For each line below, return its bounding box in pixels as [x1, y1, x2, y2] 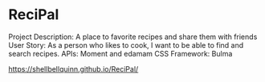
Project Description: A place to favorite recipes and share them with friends [8, 32, 258, 41]
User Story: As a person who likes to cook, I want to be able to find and [8, 40, 244, 49]
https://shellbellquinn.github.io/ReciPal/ [8, 64, 139, 73]
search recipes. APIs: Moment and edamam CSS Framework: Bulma [8, 49, 233, 58]
